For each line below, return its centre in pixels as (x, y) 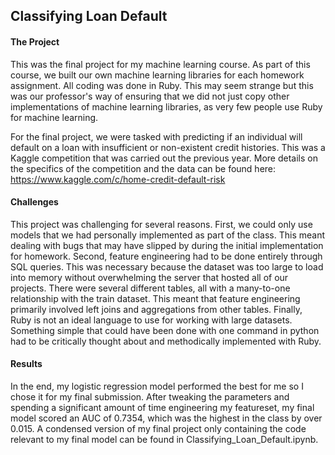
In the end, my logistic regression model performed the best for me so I (157, 386)
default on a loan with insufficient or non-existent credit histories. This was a (168, 147)
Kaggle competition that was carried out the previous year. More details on (164, 158)
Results (26, 364)
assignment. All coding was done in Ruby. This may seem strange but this (162, 85)
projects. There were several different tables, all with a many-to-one (150, 288)
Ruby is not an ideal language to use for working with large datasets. (151, 320)
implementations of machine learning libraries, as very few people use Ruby (166, 106)
